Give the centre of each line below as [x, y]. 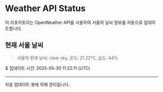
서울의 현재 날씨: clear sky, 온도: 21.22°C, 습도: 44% [67, 58]
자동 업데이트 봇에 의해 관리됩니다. [37, 84]
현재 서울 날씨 [24, 45]
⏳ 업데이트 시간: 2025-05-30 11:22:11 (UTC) [48, 68]
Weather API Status [45, 8]
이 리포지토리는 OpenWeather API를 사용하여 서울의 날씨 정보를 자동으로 [74, 22]
